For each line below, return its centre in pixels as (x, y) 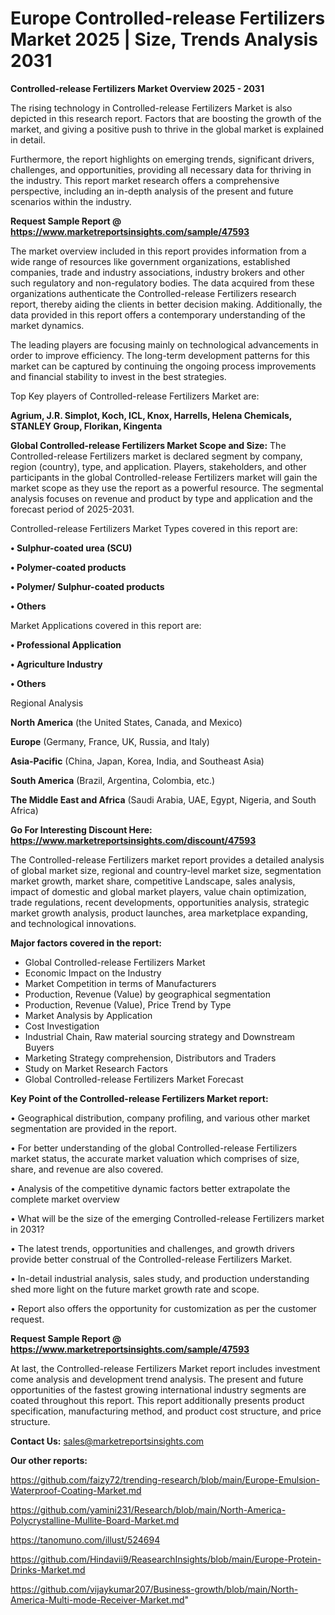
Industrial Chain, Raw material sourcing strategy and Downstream (159, 1036)
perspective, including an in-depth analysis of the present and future (152, 191)
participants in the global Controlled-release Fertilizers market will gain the (164, 477)
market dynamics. (47, 325)
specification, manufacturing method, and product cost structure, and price (166, 1411)
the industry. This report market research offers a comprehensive (145, 180)
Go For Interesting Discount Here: (81, 829)
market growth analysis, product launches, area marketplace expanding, (159, 913)
